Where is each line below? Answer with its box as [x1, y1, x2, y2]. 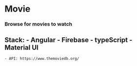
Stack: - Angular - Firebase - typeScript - [4, 35, 133, 44]
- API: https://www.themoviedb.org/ [4, 56, 79, 61]
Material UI [4, 43, 39, 51]
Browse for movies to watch [4, 21, 72, 28]
